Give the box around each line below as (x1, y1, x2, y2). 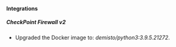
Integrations (6, 5, 38, 12)
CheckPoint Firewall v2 (6, 19, 66, 26)
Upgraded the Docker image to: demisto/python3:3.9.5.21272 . (15, 34, 170, 41)
